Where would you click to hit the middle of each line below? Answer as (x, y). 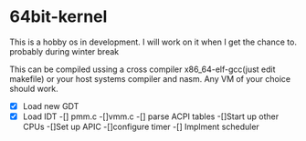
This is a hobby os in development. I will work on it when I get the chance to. (153, 42)
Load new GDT (51, 106)
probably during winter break (64, 51)
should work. (34, 88)
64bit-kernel (58, 17)
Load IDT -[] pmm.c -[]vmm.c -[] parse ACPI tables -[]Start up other (151, 116)
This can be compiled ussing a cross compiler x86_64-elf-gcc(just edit (142, 69)
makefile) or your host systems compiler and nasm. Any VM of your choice (150, 78)
